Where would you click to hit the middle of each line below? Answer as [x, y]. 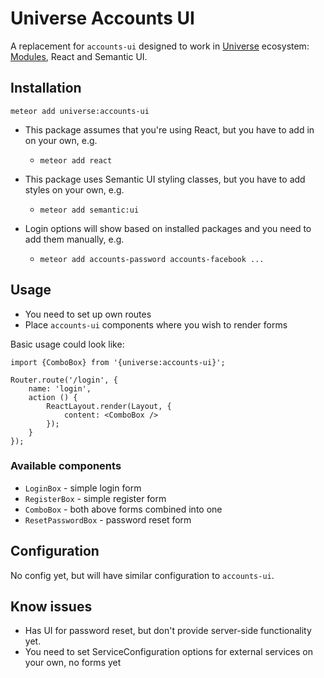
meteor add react [76, 160]
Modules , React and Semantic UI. [79, 56]
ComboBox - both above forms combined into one [123, 509]
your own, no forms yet [73, 663]
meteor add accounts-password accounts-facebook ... [152, 259]
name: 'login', [60, 388]
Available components [66, 466]
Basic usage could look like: [67, 344]
